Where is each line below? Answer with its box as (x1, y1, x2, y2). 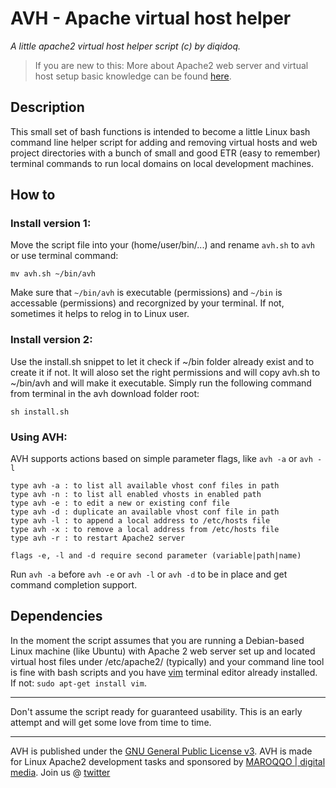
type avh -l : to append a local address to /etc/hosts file (10, 516, 271, 526)
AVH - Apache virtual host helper (10, 7, 292, 30)
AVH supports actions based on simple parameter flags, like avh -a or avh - (10, 453, 323, 465)
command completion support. (10, 579, 138, 591)
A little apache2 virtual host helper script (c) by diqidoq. (10, 40, 242, 52)
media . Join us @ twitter (10, 766, 111, 778)
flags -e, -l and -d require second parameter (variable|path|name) (10, 551, 302, 561)
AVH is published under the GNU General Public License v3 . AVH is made (10, 745, 313, 757)
